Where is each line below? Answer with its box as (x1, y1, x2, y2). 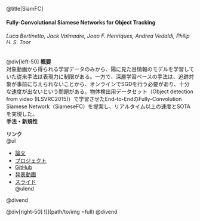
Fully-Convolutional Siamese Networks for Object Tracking (6, 19, 156, 26)
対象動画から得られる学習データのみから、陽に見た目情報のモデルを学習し (6, 65, 189, 72)
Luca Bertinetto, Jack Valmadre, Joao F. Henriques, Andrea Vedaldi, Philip (6, 32, 190, 39)
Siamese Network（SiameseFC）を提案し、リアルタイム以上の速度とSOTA (6, 103, 191, 110)
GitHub (14, 164, 33, 171)
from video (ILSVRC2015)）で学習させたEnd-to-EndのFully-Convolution (6, 95, 182, 102)
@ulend (14, 185, 34, 192)
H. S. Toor (6, 39, 31, 46)
